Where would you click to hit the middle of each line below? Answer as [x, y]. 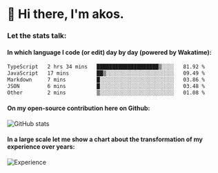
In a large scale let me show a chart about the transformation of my [105, 139]
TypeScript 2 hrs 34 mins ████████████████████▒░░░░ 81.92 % [106, 67]
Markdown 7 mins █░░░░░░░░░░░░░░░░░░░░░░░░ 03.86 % [106, 80]
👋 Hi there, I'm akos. [66, 14]
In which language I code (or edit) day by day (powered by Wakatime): [109, 52]
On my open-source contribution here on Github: [79, 108]
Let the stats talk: [37, 36]
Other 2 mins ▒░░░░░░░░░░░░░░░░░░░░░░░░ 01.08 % [106, 93]
